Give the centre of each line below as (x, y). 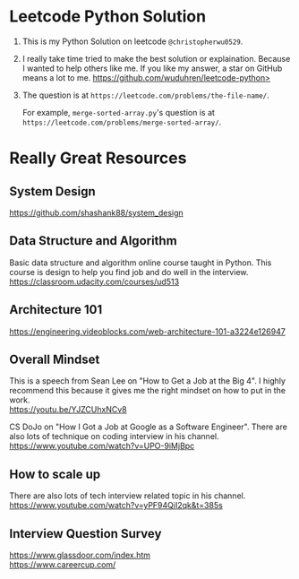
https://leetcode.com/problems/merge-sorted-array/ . (122, 122)
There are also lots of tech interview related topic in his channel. (128, 496)
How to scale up (55, 474)
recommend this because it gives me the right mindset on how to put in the (148, 391)
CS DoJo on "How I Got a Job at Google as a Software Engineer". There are (149, 427)
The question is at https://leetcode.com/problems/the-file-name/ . (146, 95)
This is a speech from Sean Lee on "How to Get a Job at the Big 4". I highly (148, 381)
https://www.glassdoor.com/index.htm (80, 555)
